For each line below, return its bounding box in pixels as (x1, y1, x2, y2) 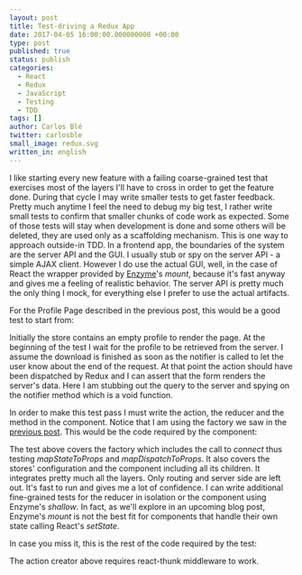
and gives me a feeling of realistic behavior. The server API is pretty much (9, 277, 284, 289)
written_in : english (9, 147, 87, 156)
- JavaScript (17, 88, 67, 97)
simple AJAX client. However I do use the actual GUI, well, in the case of (9, 258, 278, 269)
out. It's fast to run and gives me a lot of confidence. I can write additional (9, 482, 284, 493)
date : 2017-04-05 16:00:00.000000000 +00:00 (9, 30, 179, 39)
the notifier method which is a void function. (9, 389, 173, 400)
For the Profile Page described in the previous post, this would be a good (9, 304, 281, 316)
